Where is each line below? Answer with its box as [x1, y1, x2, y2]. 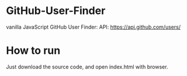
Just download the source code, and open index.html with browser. [6, 63, 168, 70]
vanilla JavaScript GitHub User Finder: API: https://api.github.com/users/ [6, 23, 181, 30]
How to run [6, 44, 61, 57]
